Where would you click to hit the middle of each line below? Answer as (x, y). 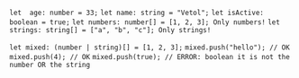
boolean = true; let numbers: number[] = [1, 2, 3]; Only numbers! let (145, 22)
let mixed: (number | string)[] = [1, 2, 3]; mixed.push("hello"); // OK (149, 48)
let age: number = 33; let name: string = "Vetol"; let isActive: (136, 13)
